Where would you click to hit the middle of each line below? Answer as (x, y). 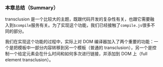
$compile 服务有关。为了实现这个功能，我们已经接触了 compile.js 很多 (82, 25)
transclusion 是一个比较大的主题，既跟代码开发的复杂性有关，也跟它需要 (78, 19)
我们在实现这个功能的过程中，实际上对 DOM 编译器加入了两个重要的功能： (80, 42)
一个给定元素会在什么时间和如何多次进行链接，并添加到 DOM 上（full (78, 54)
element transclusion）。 (29, 60)
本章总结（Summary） (32, 7)
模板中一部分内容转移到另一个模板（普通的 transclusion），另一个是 (85, 48)
